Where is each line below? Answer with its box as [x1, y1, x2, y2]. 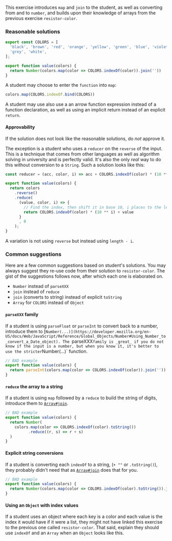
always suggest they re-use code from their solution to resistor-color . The [5, 268, 165, 274]
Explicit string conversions [5, 450, 64, 456]
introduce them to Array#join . [5, 400, 69, 407]
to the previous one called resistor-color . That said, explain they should [5, 525, 159, 531]
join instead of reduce [12, 288, 60, 295]
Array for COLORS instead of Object [12, 300, 84, 306]
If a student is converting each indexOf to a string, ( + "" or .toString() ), [5, 461, 158, 468]
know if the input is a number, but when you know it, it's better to [5, 343, 159, 349]
